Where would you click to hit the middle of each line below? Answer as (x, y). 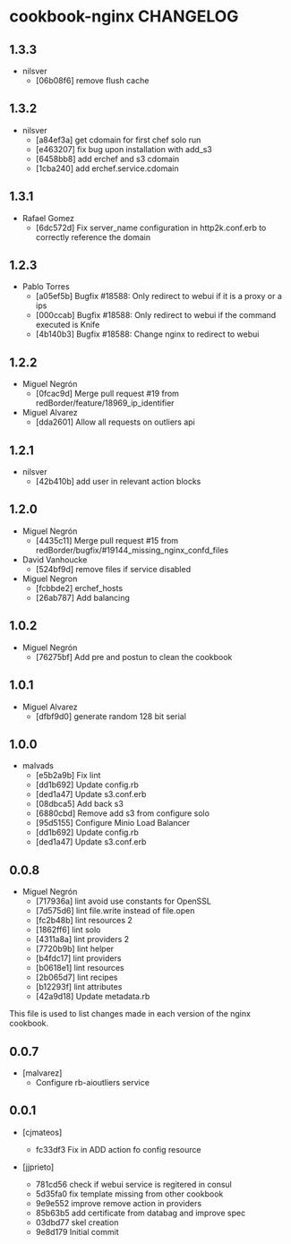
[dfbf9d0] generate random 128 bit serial (111, 716)
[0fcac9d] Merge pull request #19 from (107, 394)
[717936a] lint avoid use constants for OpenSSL (124, 901)
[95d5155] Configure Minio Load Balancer (113, 823)
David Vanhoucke (55, 559)
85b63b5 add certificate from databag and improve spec (141, 1213)
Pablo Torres (46, 287)
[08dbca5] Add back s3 (79, 804)
